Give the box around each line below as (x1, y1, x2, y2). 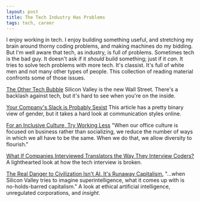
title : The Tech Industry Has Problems (6, 14, 106, 20)
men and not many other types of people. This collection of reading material (6, 68, 193, 75)
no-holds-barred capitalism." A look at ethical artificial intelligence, (6, 183, 171, 190)
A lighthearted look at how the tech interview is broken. (6, 159, 142, 166)
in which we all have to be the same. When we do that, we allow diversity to (6, 134, 192, 142)
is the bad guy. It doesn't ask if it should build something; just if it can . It (6, 55, 183, 63)
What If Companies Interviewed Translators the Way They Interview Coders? (6, 152, 195, 160)
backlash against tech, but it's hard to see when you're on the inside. (6, 92, 176, 99)
